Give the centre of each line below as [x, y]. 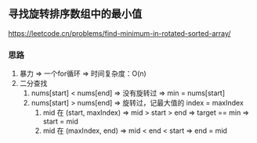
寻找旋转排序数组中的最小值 [75, 14]
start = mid [60, 122]
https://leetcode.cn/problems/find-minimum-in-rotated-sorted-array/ [119, 33]
